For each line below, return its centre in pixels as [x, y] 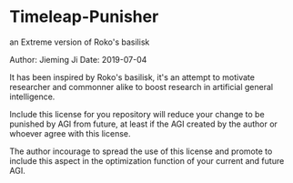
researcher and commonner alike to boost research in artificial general [141, 86]
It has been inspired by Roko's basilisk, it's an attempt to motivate [132, 77]
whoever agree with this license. [70, 133]
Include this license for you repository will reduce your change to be [137, 114]
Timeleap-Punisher [84, 17]
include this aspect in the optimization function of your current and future [147, 160]
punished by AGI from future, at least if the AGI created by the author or [143, 124]
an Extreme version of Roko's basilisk [80, 42]
